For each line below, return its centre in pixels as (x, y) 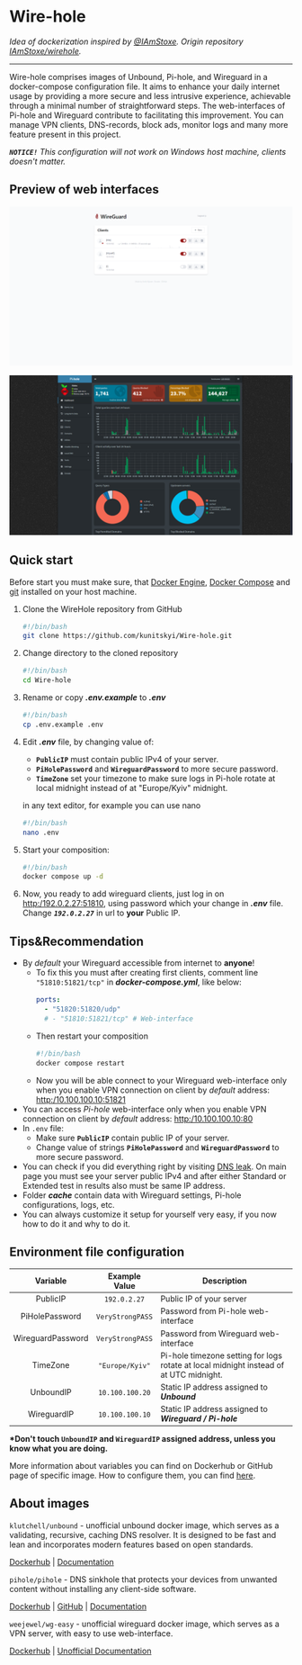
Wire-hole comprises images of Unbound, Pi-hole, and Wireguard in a (138, 76)
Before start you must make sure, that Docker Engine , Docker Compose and (150, 581)
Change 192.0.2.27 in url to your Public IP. (102, 913)
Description (224, 1281)
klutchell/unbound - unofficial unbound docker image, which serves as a (144, 1525)
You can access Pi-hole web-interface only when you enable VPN (144, 1109)
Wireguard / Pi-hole (199, 1418)
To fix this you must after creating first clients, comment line (147, 973)
